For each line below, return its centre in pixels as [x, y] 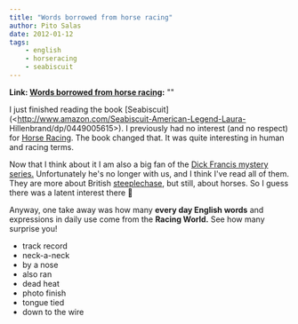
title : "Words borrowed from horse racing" [91, 17]
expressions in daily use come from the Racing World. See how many [137, 219]
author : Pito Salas [45, 26]
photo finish [44, 293]
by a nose [40, 265]
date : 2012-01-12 [41, 34]
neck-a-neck [46, 255]
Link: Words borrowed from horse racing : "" [92, 92]
